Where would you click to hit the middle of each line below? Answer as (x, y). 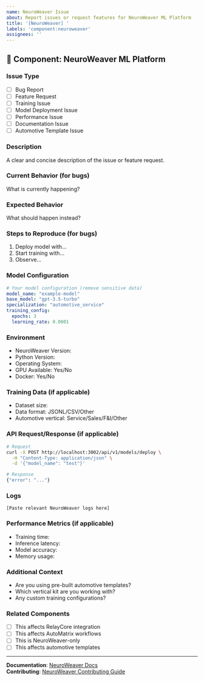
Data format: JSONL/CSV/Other (54, 412)
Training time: (32, 537)
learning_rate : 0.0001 (40, 322)
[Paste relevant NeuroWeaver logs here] (58, 508)
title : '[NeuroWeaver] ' (38, 23)
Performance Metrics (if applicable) (60, 524)
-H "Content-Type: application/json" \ (62, 458)
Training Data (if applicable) (48, 392)
